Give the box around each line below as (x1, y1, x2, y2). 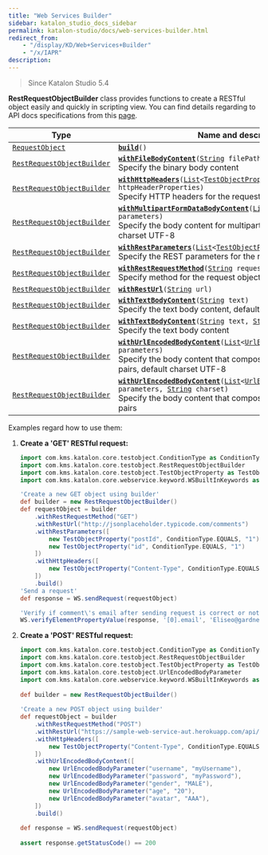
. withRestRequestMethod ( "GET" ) (34, 513, 139, 521)
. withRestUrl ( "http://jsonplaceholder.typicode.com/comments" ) (34, 520, 250, 528)
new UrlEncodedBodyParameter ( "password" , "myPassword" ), (49, 772, 242, 781)
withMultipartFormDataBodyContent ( (118, 204, 254, 212)
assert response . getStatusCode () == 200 (19, 839, 156, 847)
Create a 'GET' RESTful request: (19, 438, 129, 448)
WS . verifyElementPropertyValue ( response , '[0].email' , (19, 616, 207, 624)
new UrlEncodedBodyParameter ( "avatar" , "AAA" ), (49, 794, 210, 802)
